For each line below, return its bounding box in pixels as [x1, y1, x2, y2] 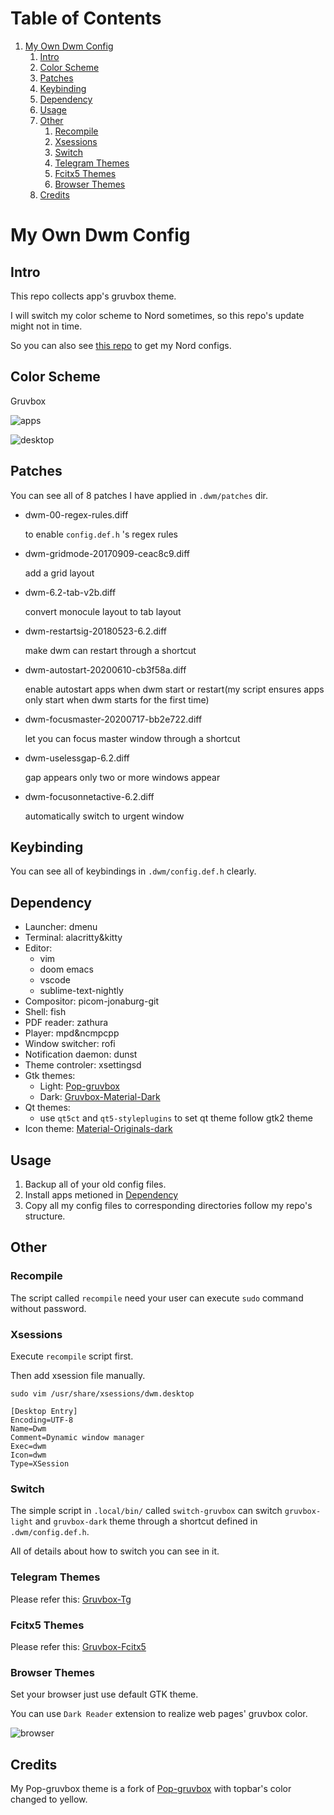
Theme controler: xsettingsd [24, 1059, 142, 1071]
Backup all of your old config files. [24, 1178, 167, 1190]
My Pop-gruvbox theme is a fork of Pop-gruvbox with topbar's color [10, 1782, 292, 1794]
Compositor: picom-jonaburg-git [24, 995, 159, 1007]
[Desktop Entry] [10, 1406, 78, 1416]
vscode [39, 974, 71, 986]
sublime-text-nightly [39, 985, 124, 997]
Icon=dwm [10, 1450, 47, 1460]
